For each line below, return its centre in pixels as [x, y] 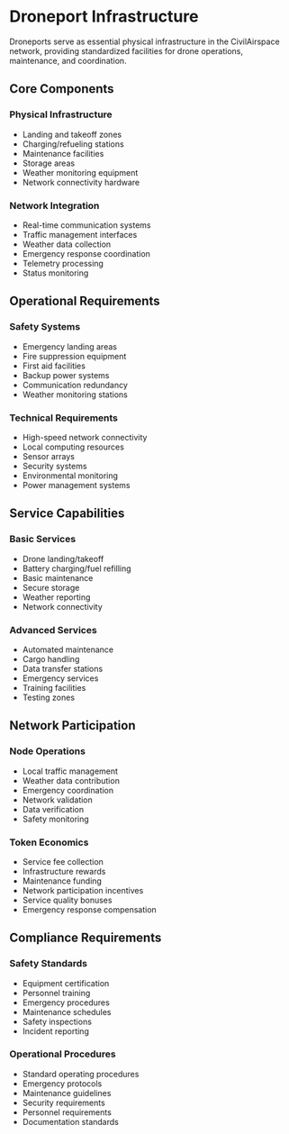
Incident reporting [56, 1031]
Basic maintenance [58, 577]
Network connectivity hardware [81, 182]
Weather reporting [56, 597]
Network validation [57, 800]
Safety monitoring [56, 819]
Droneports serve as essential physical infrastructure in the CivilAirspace [145, 41]
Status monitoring [55, 273]
